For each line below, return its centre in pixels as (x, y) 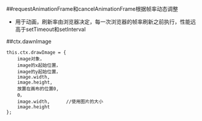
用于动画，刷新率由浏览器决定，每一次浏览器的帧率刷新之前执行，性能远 (105, 22)
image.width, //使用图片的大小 (60, 102)
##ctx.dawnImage (29, 41)
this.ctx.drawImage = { (36, 53)
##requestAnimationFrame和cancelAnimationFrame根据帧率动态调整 (92, 9)
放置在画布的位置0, (38, 89)
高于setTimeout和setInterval (50, 29)
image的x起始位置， (39, 65)
